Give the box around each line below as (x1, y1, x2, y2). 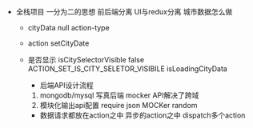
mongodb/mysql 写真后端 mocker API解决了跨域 (39, 90, 199, 100)
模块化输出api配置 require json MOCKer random (39, 101, 198, 110)
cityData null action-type (27, 23, 110, 32)
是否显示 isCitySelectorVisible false (27, 55, 145, 64)
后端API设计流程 (39, 81, 94, 90)
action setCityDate (27, 38, 90, 48)
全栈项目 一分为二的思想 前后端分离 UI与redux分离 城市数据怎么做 (15, 7, 233, 16)
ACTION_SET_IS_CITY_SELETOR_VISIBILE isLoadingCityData (27, 64, 228, 74)
